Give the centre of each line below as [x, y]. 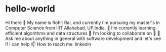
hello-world [30, 9]
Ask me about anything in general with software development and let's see [83, 38]
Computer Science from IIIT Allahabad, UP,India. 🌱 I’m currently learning [80, 27]
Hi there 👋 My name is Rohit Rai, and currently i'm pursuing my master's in [83, 22]
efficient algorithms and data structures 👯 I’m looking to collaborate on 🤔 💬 [83, 33]
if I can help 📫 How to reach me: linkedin [48, 44]
